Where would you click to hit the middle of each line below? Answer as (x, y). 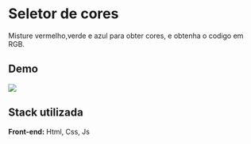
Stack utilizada (46, 113)
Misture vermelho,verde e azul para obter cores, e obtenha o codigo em (126, 36)
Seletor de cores (64, 14)
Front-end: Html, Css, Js (49, 131)
